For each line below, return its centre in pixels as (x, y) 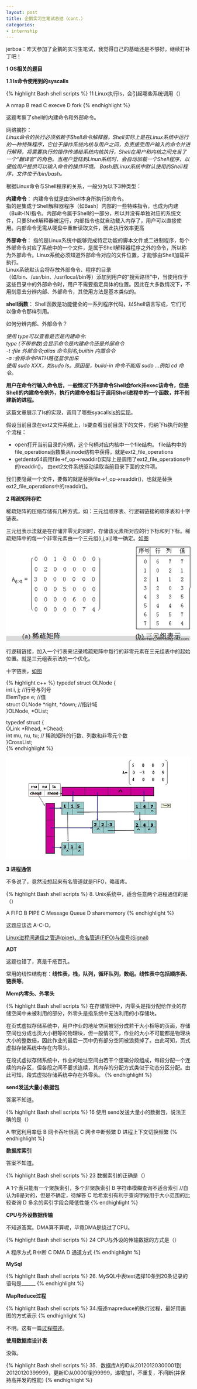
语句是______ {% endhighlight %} (45, 1283)
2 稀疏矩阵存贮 (24, 499)
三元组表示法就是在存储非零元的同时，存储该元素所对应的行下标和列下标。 (96, 531)
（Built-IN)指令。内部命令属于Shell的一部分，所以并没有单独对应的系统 (91, 213)
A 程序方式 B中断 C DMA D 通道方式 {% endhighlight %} (74, 1252)
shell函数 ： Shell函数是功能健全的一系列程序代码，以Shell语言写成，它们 (94, 304)
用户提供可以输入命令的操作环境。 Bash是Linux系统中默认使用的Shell (99, 166)
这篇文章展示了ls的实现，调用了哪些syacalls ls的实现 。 (71, 412)
